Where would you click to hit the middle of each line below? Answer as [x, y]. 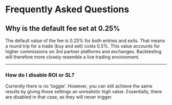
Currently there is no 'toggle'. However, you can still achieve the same [79, 86]
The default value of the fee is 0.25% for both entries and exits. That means [85, 40]
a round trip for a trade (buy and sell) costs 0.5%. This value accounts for [83, 46]
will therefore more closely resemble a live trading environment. [72, 57]
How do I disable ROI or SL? [40, 75]
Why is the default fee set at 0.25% [63, 28]
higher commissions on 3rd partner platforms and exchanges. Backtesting [83, 51]
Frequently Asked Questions [67, 9]
